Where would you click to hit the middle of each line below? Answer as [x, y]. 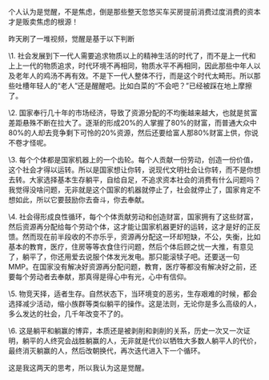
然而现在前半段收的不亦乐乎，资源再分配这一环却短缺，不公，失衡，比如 [141, 237]
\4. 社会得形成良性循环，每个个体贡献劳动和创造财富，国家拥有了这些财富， [133, 217]
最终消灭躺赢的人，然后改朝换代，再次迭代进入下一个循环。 [106, 351]
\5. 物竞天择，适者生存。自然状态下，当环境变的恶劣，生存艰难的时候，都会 [133, 294]
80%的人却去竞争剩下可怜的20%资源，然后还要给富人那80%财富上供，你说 [133, 133]
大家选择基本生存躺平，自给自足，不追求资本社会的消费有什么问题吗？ [145, 180]
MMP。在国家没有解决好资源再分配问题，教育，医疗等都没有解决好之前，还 [133, 267]
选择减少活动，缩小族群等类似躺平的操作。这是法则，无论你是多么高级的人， [134, 304]
